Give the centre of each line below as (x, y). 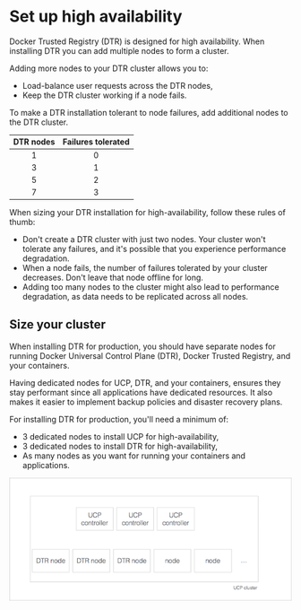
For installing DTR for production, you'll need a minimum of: (119, 419)
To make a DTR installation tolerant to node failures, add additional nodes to (149, 112)
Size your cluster (57, 325)
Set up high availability (96, 17)
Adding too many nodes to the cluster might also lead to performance (150, 287)
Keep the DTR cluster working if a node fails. (104, 95)
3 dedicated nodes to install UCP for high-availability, (120, 436)
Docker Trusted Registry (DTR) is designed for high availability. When (137, 41)
